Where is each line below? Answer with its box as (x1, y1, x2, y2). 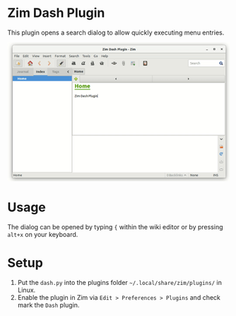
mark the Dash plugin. (17, 300, 80, 309)
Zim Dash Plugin (7, 5, 105, 21)
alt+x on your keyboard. (7, 230, 78, 238)
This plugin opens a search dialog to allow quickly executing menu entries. (7, 28, 225, 37)
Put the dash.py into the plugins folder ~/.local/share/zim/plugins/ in (17, 278, 223, 286)
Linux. (17, 286, 36, 294)
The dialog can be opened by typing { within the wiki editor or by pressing (7, 222, 224, 231)
